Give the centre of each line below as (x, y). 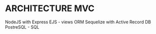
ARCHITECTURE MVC (50, 8)
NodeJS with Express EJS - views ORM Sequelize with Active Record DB (78, 22)
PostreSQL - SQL (22, 27)
